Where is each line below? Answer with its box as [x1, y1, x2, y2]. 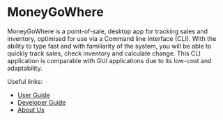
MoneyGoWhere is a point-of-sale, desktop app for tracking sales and [7, 27, 208, 35]
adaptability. [7, 64, 43, 72]
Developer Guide [17, 98, 66, 106]
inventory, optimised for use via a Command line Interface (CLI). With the [7, 34, 217, 42]
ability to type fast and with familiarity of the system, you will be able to [7, 42, 212, 50]
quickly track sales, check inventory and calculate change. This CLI [7, 49, 201, 58]
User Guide [17, 91, 50, 99]
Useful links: [7, 77, 43, 85]
